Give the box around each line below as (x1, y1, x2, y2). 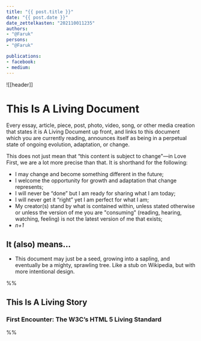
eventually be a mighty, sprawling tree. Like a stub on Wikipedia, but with (14, 262, 196, 269)
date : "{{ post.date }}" (6, 14, 68, 20)
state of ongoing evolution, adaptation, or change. (6, 141, 130, 148)
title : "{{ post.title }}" (6, 8, 74, 15)
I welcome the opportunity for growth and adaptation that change (14, 177, 177, 184)
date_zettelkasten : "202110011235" (6, 20, 95, 26)
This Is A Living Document (6, 102, 140, 115)
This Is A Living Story (6, 297, 88, 307)
